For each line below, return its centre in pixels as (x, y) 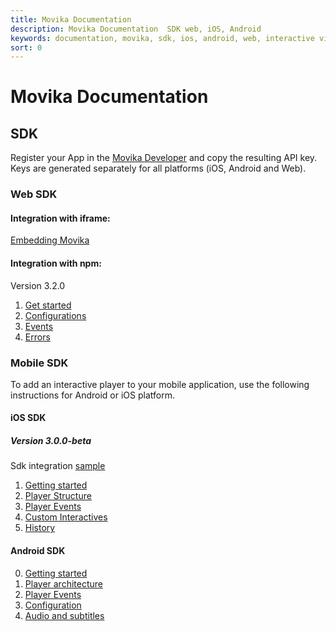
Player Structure (58, 496)
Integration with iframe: (60, 218)
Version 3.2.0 (38, 285)
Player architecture (63, 583)
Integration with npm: (56, 263)
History (40, 528)
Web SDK (34, 194)
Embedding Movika (50, 240)
